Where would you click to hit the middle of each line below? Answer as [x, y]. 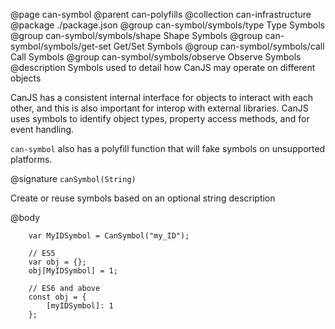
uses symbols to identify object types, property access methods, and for [160, 118]
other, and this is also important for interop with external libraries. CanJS [159, 108]
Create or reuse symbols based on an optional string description [143, 198]
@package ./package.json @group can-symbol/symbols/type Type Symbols [167, 25]
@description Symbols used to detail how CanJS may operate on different [163, 67]
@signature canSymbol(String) [73, 178]
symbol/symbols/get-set [61, 46]
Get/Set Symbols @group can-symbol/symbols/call [219, 46]
